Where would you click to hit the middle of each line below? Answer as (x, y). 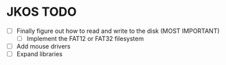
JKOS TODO (42, 12)
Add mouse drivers (43, 47)
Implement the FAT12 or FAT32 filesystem (85, 39)
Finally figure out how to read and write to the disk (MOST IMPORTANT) (118, 31)
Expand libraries (39, 54)
